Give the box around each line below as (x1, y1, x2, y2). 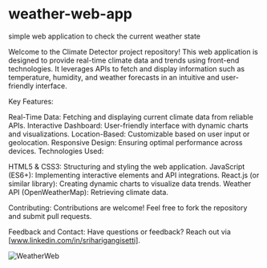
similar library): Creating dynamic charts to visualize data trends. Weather (8, 178, 252, 189)
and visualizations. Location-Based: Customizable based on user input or (8, 129, 250, 139)
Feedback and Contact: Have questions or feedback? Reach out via (8, 226, 231, 237)
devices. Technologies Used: (8, 146, 104, 156)
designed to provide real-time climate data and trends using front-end (8, 55, 240, 65)
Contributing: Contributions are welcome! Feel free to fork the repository (8, 202, 248, 213)
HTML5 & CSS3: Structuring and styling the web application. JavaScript (8, 161, 245, 171)
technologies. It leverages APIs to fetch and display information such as (8, 63, 245, 73)
